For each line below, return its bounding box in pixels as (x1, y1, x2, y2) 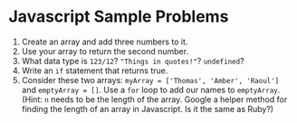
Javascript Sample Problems (8, 6, 229, 27)
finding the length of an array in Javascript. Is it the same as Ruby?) (21, 103, 273, 114)
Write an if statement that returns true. (21, 65, 168, 76)
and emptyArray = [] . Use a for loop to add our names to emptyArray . (21, 84, 281, 95)
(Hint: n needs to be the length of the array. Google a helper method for (21, 93, 288, 105)
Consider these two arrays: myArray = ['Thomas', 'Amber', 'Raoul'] (21, 74, 280, 85)
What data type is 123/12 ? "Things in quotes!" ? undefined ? (21, 55, 245, 66)
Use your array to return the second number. (21, 45, 189, 56)
